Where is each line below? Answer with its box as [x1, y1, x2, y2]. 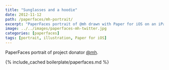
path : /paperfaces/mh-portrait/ [5, 17, 73, 22]
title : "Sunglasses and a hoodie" [5, 7, 78, 13]
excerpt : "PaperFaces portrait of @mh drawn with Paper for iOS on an [5, 21, 156, 27]
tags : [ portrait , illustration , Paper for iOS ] [5, 36, 107, 41]
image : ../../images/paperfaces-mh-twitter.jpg [5, 26, 107, 31]
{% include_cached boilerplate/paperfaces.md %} [5, 59, 109, 65]
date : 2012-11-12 [5, 12, 42, 17]
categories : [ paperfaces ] [5, 31, 59, 36]
